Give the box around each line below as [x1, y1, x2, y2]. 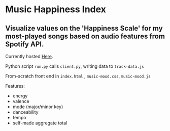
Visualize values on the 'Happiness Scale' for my [5, 24, 163, 33]
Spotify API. [5, 40, 44, 48]
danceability [12, 109, 39, 115]
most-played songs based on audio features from [5, 32, 165, 40]
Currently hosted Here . [5, 54, 53, 59]
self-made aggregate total [12, 120, 67, 126]
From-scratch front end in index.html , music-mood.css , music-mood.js [5, 73, 151, 79]
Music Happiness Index [5, 4, 107, 15]
